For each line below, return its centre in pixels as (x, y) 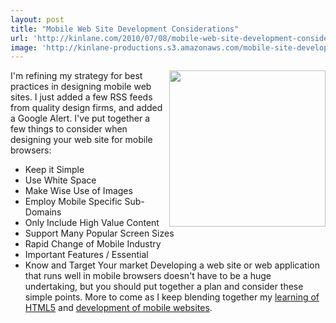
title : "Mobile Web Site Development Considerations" (125, 29)
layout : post (37, 19)
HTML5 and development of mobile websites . (118, 308)
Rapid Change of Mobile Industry (93, 244)
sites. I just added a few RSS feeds (81, 97)
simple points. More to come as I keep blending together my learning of (172, 297)
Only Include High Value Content (92, 223)
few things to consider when (69, 129)
